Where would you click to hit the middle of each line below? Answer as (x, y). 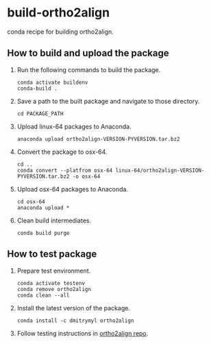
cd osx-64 (31, 202)
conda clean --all (43, 295)
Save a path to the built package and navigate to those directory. (108, 101)
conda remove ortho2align (54, 289)
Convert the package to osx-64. (62, 152)
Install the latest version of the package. (73, 308)
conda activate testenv (51, 283)
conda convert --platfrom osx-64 (65, 170)
